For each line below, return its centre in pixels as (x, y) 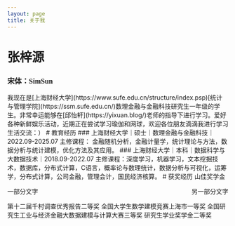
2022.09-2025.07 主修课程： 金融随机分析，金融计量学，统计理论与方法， (114, 141)
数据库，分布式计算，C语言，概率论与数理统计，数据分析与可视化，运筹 (123, 167)
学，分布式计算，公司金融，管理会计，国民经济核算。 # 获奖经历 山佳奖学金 (116, 176)
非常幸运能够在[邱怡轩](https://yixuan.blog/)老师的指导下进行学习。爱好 (123, 115)
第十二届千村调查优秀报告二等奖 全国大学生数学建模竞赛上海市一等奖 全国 (113, 206)
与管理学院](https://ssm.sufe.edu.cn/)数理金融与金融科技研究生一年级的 (110, 106)
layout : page (26, 14)
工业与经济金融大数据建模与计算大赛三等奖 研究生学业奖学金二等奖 (115, 215)
